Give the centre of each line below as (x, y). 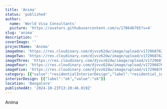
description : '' (22, 38)
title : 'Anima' (21, 10)
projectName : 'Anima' (28, 47)
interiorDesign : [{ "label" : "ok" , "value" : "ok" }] (55, 79)
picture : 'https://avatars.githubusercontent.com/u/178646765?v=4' (81, 28)
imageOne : (15, 51)
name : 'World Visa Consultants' (43, 24)
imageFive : (16, 70)
